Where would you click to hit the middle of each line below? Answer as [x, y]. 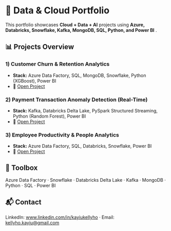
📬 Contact [23, 202]
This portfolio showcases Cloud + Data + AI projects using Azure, [75, 25]
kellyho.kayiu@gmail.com [32, 222]
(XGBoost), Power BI [34, 81]
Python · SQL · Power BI [31, 186]
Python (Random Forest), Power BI [49, 116]
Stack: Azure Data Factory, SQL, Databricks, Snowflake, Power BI [82, 146]
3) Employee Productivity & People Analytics [62, 134]
